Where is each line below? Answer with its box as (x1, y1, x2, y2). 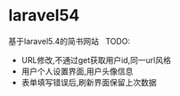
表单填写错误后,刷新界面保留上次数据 (20, 76, 157, 87)
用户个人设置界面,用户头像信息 (20, 66, 134, 76)
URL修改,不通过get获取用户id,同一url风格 (20, 54, 171, 65)
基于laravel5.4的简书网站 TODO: (8, 36, 131, 46)
